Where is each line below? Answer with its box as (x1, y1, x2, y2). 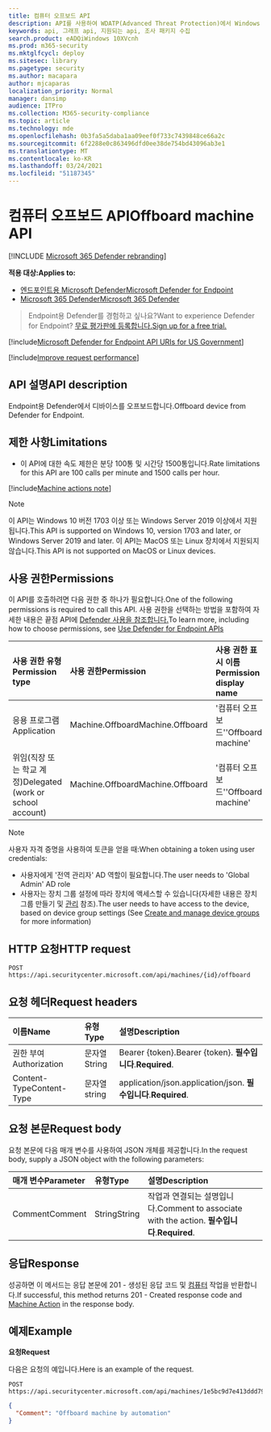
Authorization (12, 1059, 64, 1069)
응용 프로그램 (12, 715, 60, 726)
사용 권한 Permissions (8, 571, 115, 586)
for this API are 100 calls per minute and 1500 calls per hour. (19, 468, 220, 477)
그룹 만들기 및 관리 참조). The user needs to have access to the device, (19, 899, 250, 909)
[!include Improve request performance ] (8, 352, 140, 362)
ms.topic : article (8, 117, 70, 125)
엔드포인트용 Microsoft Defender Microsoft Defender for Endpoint (19, 284, 234, 295)
